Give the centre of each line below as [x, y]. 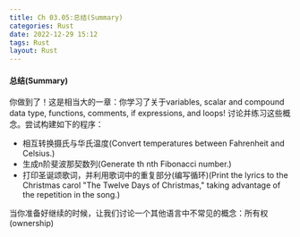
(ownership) [32, 224]
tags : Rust [30, 42]
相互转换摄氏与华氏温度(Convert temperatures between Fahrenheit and [153, 143]
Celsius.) [39, 154]
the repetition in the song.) [71, 195]
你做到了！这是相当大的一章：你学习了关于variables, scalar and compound [147, 102]
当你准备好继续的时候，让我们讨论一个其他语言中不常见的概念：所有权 [139, 213]
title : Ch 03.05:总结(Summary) [66, 17]
